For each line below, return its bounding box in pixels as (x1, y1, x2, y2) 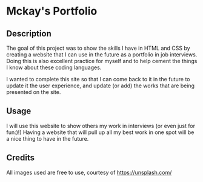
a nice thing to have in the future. (6, 135, 89, 142)
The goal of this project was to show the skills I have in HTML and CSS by (6, 44, 190, 52)
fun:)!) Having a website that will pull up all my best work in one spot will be (6, 129, 195, 136)
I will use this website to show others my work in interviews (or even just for (6, 122, 196, 129)
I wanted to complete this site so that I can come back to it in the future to (6, 76, 190, 83)
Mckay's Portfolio (6, 4, 98, 18)
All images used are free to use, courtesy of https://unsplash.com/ (6, 169, 172, 176)
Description (6, 29, 52, 39)
